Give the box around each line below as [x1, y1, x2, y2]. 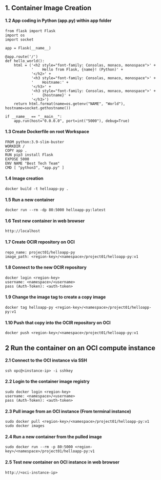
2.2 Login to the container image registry [5, 379, 90, 385]
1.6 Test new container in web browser [5, 218, 85, 224]
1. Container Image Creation [5, 4, 92, 12]
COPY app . [5, 148, 27, 153]
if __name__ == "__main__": [5, 114, 62, 119]
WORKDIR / [5, 144, 25, 149]
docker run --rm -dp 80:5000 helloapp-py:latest [5, 207, 106, 212]
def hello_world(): [5, 58, 45, 63]
